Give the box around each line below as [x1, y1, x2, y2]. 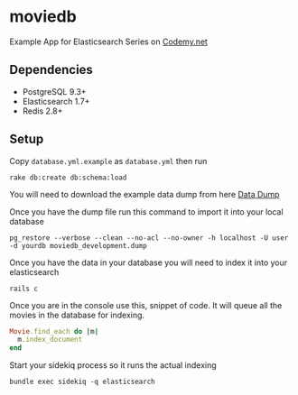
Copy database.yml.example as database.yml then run [9, 155, 208, 166]
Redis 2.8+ [22, 106, 63, 116]
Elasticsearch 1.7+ [22, 96, 90, 106]
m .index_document [17, 335, 83, 344]
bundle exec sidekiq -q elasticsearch [9, 377, 155, 387]
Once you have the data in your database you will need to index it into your [9, 257, 288, 268]
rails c [9, 284, 39, 293]
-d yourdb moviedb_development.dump [9, 241, 147, 250]
